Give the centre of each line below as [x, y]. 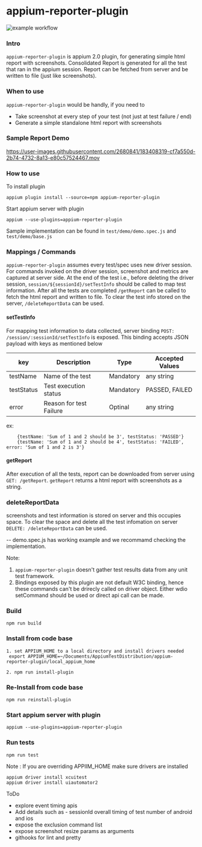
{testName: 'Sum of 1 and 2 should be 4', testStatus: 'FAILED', [101, 442]
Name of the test [67, 376]
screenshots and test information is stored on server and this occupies [94, 515]
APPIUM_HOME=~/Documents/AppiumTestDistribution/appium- [100, 656]
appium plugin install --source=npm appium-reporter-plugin [83, 198]
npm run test [23, 755]
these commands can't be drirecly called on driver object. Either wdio [101, 589]
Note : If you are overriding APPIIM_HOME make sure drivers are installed [97, 766]
